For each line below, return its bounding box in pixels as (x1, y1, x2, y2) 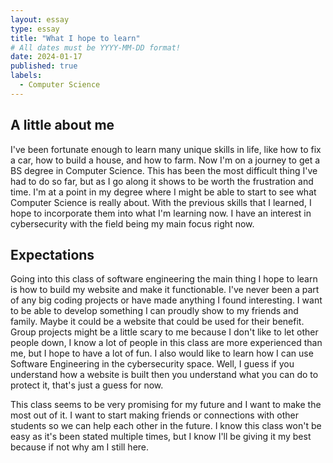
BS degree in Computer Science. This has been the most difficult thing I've (10, 164, 318, 176)
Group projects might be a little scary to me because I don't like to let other (10, 326, 319, 338)
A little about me (10, 117, 115, 134)
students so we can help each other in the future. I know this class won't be (10, 420, 322, 432)
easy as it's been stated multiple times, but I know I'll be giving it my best (10, 431, 312, 443)
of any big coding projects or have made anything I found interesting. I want (10, 294, 323, 306)
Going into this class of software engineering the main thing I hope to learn (10, 273, 318, 285)
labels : (10, 71, 43, 81)
